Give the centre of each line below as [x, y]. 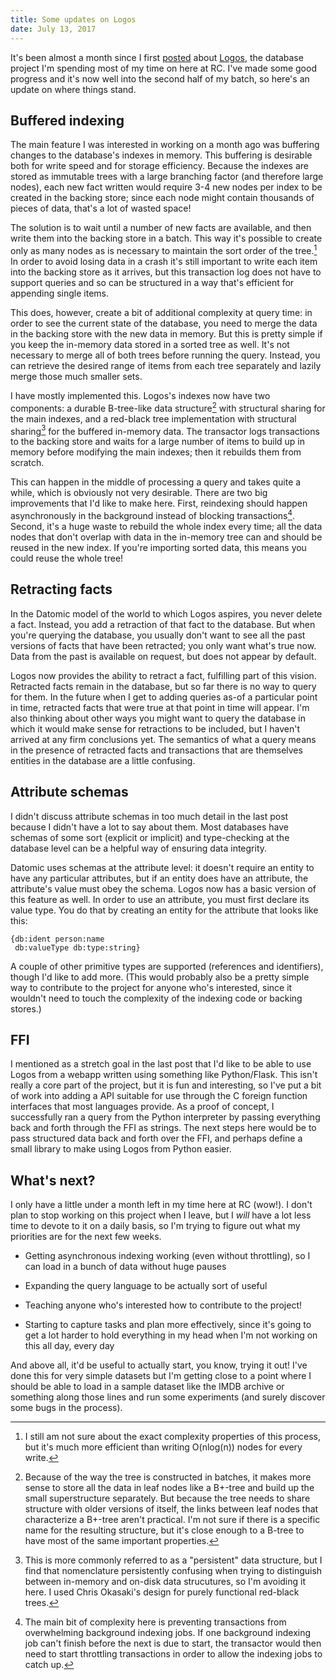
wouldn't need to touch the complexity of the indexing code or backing [156, 998]
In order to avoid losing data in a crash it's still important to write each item [164, 261]
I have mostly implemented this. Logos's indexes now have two [140, 395]
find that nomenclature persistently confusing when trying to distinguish [173, 1571]
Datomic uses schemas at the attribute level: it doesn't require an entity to [162, 867]
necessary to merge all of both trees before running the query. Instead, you [165, 355]
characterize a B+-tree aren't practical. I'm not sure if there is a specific [172, 1520]
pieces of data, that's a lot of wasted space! [101, 208]
